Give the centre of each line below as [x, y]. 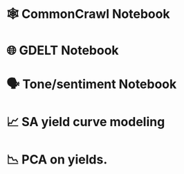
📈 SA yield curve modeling [86, 122]
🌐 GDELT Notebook [63, 51]
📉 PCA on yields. [57, 159]
